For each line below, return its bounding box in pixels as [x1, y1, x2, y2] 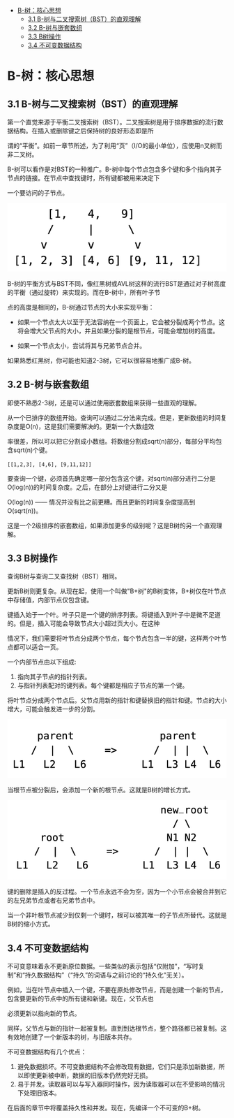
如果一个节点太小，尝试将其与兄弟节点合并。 [17, 341, 146, 349]
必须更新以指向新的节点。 [7, 1009, 81, 1018]
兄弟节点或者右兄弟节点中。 [19, 896, 99, 905]
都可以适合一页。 [13, 643, 63, 651]
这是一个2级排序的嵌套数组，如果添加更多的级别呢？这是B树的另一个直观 [7, 521, 217, 530]
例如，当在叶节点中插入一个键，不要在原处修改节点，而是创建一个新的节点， [7, 986, 227, 994]
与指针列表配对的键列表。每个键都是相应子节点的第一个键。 [17, 681, 189, 690]
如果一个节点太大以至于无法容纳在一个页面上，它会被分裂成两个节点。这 [17, 317, 225, 326]
